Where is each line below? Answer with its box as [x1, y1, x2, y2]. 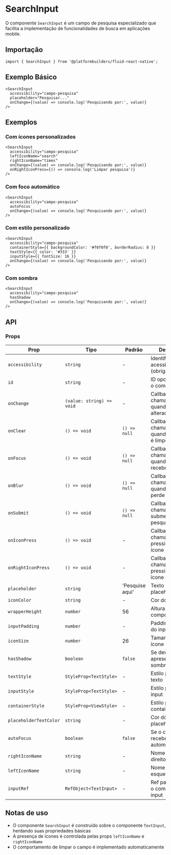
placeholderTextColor [8, 718, 60, 723]
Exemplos [5, 118, 37, 126]
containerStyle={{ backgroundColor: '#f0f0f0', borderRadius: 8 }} [10, 245, 156, 250]
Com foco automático [5, 183, 60, 190]
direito [150, 756, 166, 763]
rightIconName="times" [10, 158, 58, 163]
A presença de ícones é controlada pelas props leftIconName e [12, 833, 145, 839]
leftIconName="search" [10, 154, 58, 159]
